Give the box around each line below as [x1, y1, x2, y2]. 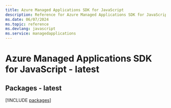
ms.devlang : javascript [5, 26, 56, 31]
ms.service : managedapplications [5, 31, 76, 36]
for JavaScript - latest [5, 64, 100, 75]
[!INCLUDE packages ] [5, 97, 51, 103]
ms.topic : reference [5, 21, 49, 27]
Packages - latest [5, 84, 62, 92]
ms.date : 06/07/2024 [5, 17, 49, 22]
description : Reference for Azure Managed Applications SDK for [5, 12, 145, 17]
